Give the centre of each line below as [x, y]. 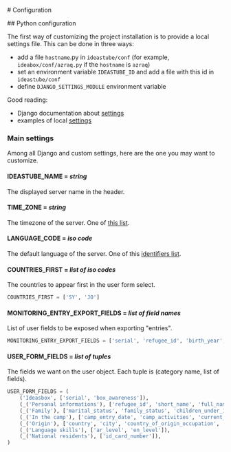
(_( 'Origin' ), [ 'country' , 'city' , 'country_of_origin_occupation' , [120, 423]
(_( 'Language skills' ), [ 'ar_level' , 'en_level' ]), [95, 430]
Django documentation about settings [70, 113]
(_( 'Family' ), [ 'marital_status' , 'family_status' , [95, 411]
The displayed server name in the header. [66, 191]
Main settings [31, 138]
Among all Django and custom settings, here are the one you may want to [111, 153]
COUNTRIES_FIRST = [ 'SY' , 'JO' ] [53, 298]
